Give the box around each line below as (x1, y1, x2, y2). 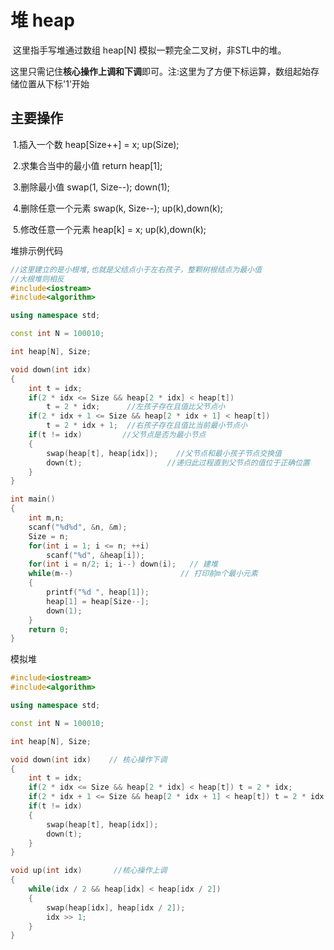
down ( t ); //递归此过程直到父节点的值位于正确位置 (46, 457, 310, 468)
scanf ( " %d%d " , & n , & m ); (28, 522, 128, 532)
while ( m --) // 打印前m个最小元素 (28, 569, 258, 579)
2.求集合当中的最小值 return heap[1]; (12, 159, 163, 171)
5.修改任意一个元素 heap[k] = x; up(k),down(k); (12, 223, 207, 235)
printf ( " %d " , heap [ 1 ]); (46, 587, 150, 597)
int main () (10, 494, 56, 505)
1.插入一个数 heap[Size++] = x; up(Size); (12, 138, 180, 150)
